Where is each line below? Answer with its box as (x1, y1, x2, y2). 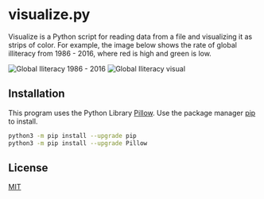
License (8, 161, 49, 174)
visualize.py (8, 6, 91, 24)
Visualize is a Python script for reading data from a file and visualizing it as (8, 32, 253, 41)
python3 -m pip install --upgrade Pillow (8, 139, 148, 147)
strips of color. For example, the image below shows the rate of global (8, 40, 237, 49)
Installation (8, 87, 65, 101)
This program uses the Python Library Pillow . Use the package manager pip (8, 108, 256, 117)
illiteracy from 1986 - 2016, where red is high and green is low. (8, 48, 212, 58)
